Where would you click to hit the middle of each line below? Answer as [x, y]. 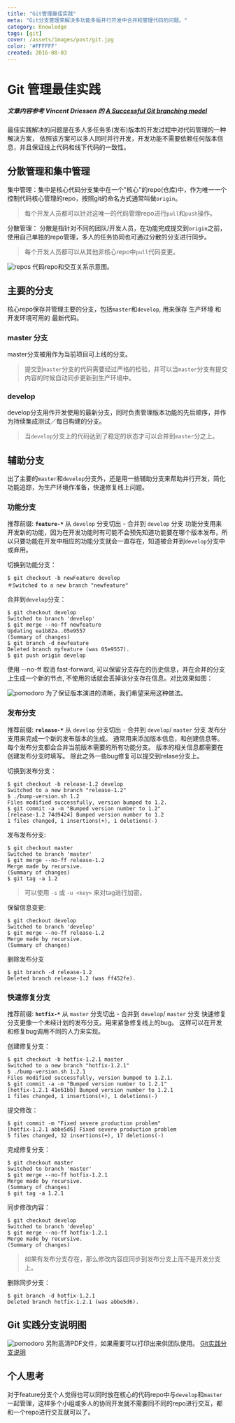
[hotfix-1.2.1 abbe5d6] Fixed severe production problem [92, 1129]
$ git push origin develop [47, 655]
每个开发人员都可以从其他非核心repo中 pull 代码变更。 [102, 251]
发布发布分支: [27, 835]
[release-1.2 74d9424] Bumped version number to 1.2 [86, 814]
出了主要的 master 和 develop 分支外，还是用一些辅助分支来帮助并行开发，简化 [116, 479]
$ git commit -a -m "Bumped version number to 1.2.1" [87, 1084]
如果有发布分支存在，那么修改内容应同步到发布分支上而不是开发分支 [122, 1258]
